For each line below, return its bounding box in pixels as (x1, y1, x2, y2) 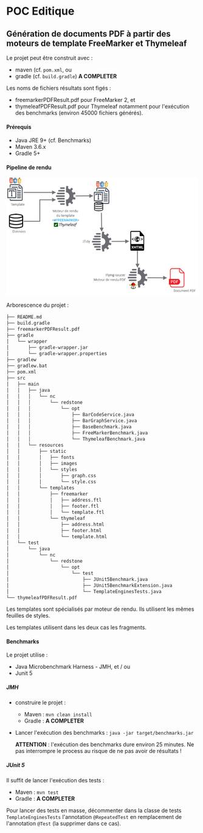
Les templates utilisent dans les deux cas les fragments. (6, 624, 147, 631)
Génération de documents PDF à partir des (6, 29, 171, 39)
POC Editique (6, 4, 75, 18)
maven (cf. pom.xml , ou (15, 66, 72, 73)
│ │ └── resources (6, 442, 64, 449)
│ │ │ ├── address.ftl (6, 497, 102, 503)
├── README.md (6, 314, 43, 320)
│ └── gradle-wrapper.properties (6, 351, 108, 357)
